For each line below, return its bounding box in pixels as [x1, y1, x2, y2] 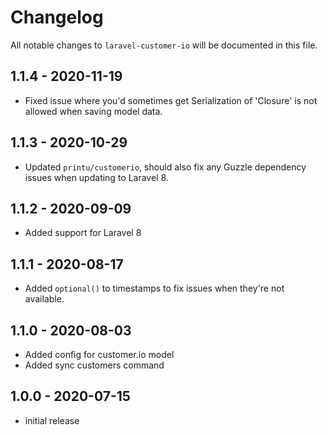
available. [24, 293, 65, 305]
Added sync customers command [24, 359, 165, 371]
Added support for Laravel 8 [24, 227, 142, 239]
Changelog [10, 6, 104, 29]
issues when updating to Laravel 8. [24, 171, 169, 183]
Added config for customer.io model [24, 349, 175, 360]
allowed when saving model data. [24, 105, 163, 117]
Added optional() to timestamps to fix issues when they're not [24, 282, 285, 295]
